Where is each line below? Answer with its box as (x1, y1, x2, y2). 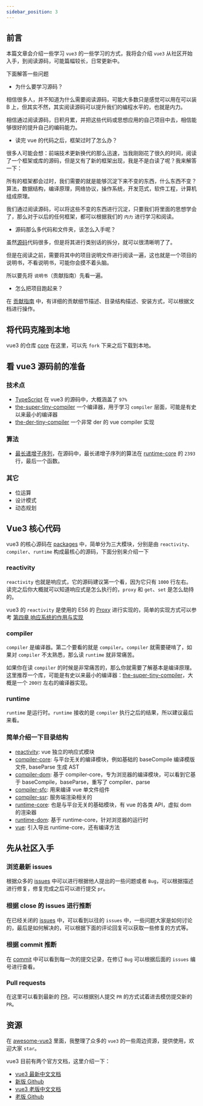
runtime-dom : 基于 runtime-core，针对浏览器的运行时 (14, 816, 149, 823)
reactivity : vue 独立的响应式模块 (14, 748, 95, 755)
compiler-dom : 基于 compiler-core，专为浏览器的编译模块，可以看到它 (14, 771, 191, 778)
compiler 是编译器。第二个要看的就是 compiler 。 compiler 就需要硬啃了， (6, 643, 187, 650)
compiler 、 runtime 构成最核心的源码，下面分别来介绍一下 (6, 548, 149, 555)
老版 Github (14, 1093, 44, 1100)
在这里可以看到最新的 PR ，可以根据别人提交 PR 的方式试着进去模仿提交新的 (6, 993, 193, 1000)
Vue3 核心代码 (6, 523, 61, 534)
